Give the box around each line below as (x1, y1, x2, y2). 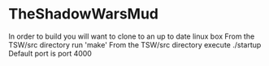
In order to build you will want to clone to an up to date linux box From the (8, 31, 255, 41)
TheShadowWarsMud (8, 5, 159, 23)
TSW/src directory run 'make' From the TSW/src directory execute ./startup (8, 39, 262, 49)
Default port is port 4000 (8, 48, 92, 58)
